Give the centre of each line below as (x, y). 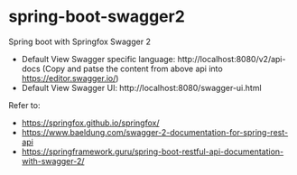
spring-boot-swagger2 (97, 17)
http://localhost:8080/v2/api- (232, 59)
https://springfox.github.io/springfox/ (90, 123)
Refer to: (24, 105)
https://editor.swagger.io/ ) (70, 78)
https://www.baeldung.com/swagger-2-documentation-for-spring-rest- (155, 132)
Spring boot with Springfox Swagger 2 (79, 41)
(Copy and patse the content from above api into (133, 69)
